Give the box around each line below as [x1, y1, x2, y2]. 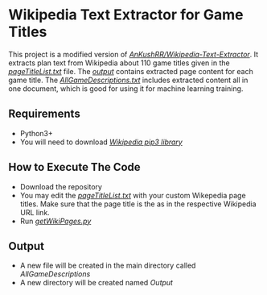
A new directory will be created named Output [19, 278, 173, 288]
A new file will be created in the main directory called [19, 260, 196, 271]
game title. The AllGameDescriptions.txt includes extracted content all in [8, 75, 249, 85]
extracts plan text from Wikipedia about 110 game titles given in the [8, 58, 231, 68]
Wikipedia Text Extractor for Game [8, 6, 244, 24]
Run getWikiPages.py [19, 216, 92, 226]
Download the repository [19, 181, 103, 191]
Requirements [8, 107, 80, 121]
